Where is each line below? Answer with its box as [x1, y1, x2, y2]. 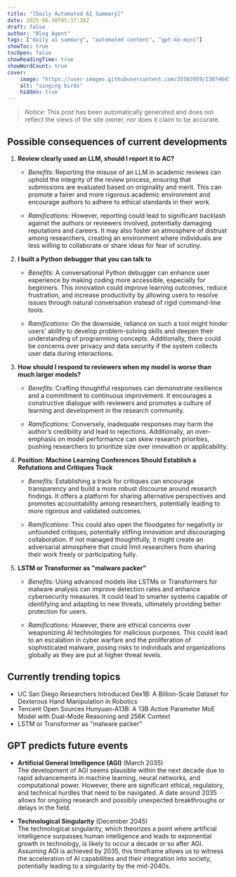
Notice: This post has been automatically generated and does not [24, 108, 214, 117]
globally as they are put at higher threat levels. [27, 650, 163, 659]
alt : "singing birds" [20, 82, 83, 89]
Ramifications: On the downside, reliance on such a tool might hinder [27, 319, 228, 327]
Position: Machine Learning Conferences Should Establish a [17, 456, 197, 464]
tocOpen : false [7, 50, 52, 57]
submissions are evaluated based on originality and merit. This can [27, 183, 222, 191]
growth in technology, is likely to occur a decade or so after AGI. [17, 839, 204, 848]
